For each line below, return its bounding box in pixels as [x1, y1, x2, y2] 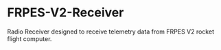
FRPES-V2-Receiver [7, 5, 124, 21]
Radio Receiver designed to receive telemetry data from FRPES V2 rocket [7, 27, 215, 36]
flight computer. [7, 34, 52, 42]
